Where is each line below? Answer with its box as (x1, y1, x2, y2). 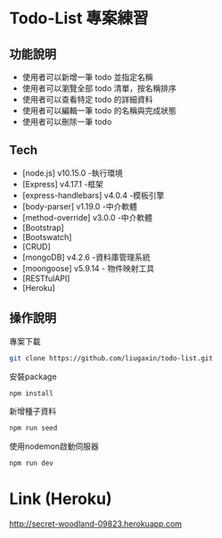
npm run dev (9, 459, 53, 468)
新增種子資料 (9, 406, 56, 417)
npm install (9, 389, 53, 398)
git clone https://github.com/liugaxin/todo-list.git (9, 353, 214, 362)
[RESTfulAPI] (21, 273, 70, 284)
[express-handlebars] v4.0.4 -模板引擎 (21, 189, 165, 201)
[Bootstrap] (21, 222, 64, 233)
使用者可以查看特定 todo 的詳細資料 (21, 95, 153, 104)
